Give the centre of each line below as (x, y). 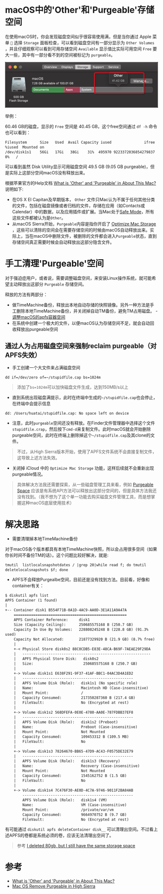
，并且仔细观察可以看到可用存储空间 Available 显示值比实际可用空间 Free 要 (81, 49)
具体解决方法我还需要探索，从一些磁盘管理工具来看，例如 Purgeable (85, 485)
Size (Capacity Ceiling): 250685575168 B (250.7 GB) (73, 625)
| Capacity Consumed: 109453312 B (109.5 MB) (72, 737)
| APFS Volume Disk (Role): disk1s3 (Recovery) (67, 761)
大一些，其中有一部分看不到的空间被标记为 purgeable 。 (60, 55)
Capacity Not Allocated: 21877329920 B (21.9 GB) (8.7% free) (84, 639)
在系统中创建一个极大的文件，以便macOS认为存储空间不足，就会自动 (81, 323)
